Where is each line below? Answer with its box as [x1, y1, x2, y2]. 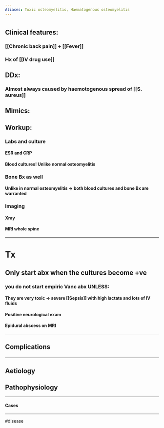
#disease [5, 418, 23, 424]
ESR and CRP [5, 150, 32, 156]
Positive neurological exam [5, 311, 61, 317]
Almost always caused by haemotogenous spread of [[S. [5, 85, 143, 92]
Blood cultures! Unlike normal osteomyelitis [5, 161, 96, 167]
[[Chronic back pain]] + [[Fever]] [5, 42, 84, 49]
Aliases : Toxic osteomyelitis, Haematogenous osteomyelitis [5, 7, 130, 12]
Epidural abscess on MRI [5, 323, 56, 328]
